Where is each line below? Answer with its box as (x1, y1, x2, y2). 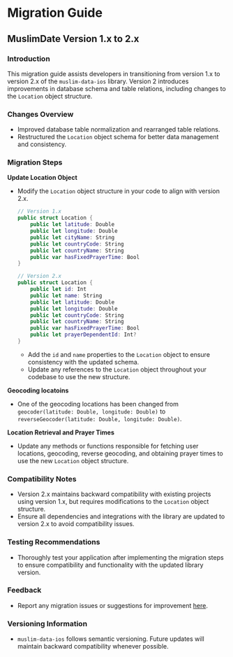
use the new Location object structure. (17, 456, 129, 465)
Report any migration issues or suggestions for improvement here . (17, 601, 208, 609)
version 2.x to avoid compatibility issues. (17, 520, 135, 528)
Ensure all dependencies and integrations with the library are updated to (17, 512, 225, 521)
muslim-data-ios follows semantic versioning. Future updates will (17, 635, 204, 643)
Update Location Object (7, 174, 78, 182)
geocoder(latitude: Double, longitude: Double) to (17, 407, 166, 416)
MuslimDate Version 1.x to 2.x (7, 33, 140, 45)
